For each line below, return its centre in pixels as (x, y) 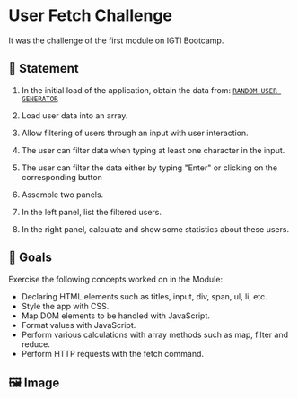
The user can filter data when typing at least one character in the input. (153, 150)
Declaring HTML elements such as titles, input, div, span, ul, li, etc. (145, 296)
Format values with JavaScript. (79, 325)
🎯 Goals (31, 258)
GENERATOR (40, 99)
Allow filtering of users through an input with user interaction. (135, 133)
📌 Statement (44, 69)
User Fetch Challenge (90, 16)
